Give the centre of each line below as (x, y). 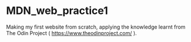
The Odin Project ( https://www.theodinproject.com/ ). (71, 33)
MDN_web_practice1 (57, 11)
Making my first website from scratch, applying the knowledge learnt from (96, 27)
